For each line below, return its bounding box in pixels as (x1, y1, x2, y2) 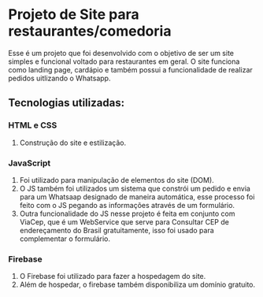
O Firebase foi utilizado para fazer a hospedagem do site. (19, 272, 206, 281)
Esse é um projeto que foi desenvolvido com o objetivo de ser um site (8, 48, 235, 58)
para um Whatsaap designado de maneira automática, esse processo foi (19, 191, 255, 202)
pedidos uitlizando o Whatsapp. (8, 73, 111, 83)
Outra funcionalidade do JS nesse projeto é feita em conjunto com (19, 209, 235, 218)
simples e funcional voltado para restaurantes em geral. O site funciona (8, 57, 240, 66)
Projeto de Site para (8, 6, 139, 24)
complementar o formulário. (19, 234, 110, 243)
